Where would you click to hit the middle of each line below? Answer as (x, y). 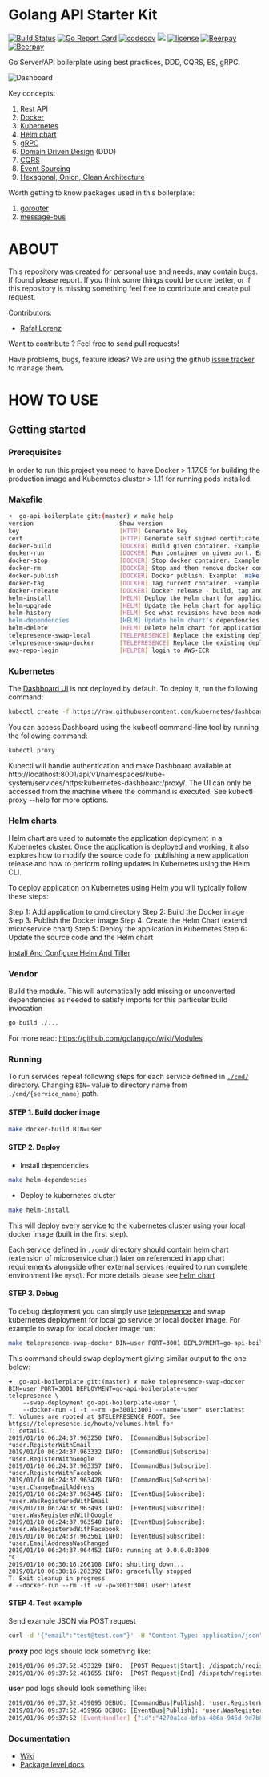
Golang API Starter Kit (83, 15)
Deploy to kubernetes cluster (68, 1195)
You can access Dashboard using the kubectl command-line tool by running (133, 727)
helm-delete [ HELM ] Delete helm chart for (114, 628)
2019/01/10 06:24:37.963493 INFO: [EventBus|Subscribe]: (107, 1508)
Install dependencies (54, 1165)
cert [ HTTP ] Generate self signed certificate (134, 538)
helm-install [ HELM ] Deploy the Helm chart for (121, 598)
